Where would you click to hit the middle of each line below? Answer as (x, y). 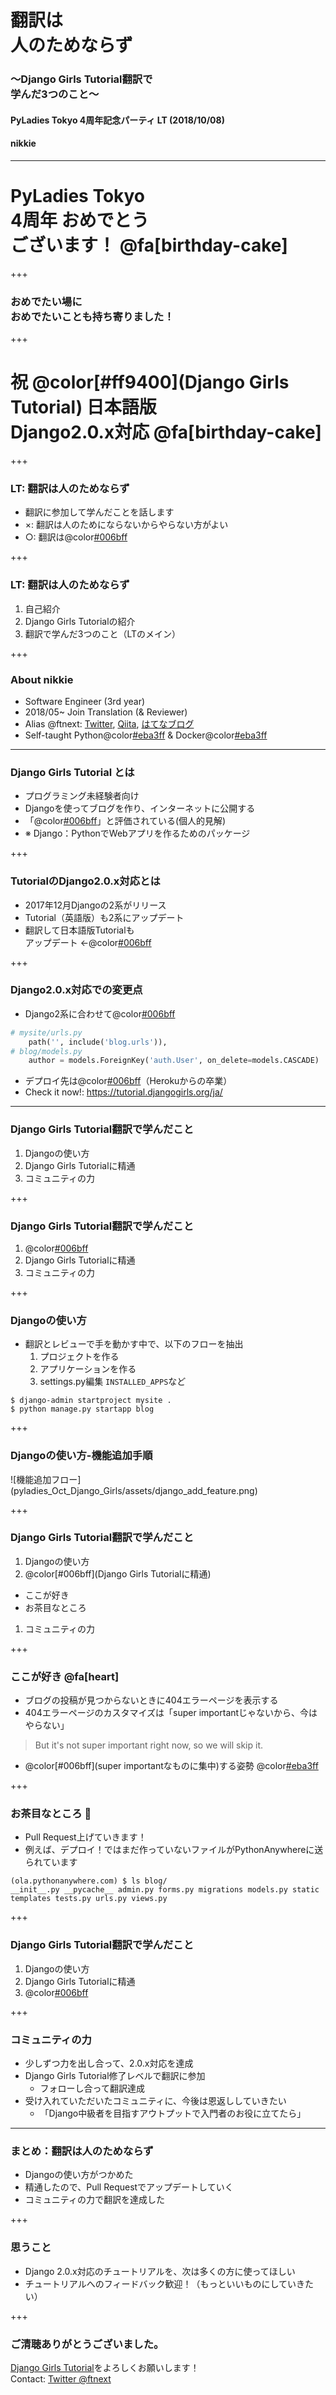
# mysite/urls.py (46, 1032)
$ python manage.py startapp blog (82, 1409)
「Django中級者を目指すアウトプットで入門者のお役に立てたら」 (173, 2113)
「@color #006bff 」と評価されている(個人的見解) (125, 821)
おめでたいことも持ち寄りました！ (92, 316)
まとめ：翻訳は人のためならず (82, 2151)
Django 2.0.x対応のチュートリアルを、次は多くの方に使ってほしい (160, 2271)
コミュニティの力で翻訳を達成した (94, 2200)
